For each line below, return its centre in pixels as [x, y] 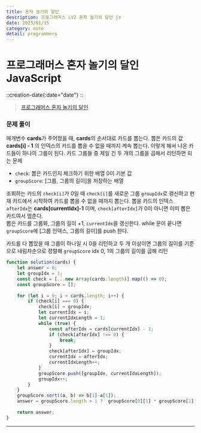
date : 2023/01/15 [28, 23]
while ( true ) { [57, 323]
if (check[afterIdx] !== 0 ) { [86, 334]
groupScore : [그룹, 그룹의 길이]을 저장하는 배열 [69, 181]
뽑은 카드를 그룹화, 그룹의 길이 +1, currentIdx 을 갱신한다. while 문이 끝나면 [94, 223]
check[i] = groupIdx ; [65, 307]
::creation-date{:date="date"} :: [45, 95]
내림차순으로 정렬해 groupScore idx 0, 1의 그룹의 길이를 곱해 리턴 [93, 251]
